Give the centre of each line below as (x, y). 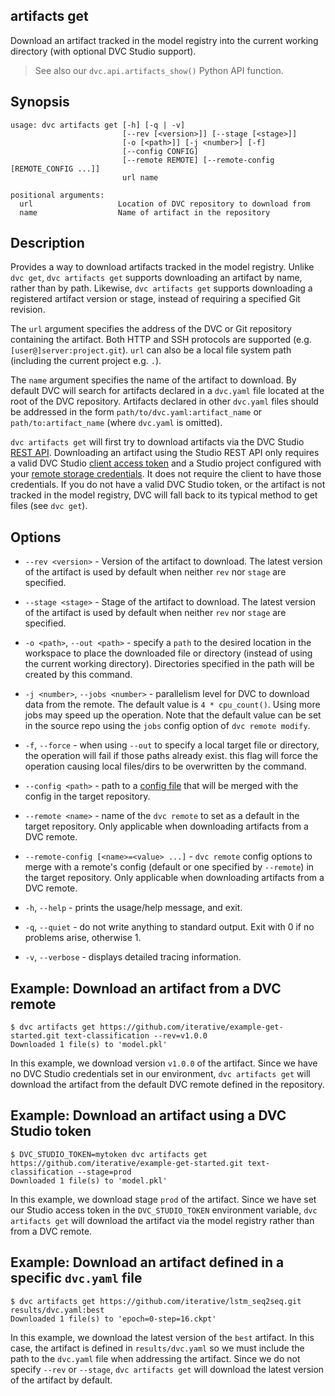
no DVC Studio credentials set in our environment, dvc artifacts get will (160, 1074)
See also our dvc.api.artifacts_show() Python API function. (159, 70)
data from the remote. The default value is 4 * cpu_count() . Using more (172, 705)
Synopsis (40, 102)
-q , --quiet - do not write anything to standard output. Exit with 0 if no (169, 927)
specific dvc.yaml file (76, 1278)
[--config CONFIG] (160, 151)
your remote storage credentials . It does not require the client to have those (166, 474)
